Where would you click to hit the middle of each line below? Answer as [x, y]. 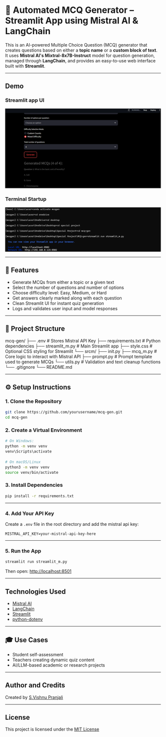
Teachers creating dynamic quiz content [53, 660]
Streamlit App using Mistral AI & [72, 21]
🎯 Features [22, 270]
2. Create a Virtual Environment [44, 430]
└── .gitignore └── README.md [39, 367]
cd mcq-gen [16, 418]
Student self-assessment [38, 654]
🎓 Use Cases [27, 640]
